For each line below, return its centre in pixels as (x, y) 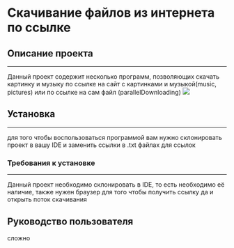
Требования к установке (51, 163)
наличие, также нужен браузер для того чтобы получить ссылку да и (110, 192)
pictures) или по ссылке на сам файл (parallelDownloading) (94, 92)
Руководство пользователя (70, 221)
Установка (31, 114)
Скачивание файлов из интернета (111, 13)
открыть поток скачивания (47, 199)
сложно (19, 238)
